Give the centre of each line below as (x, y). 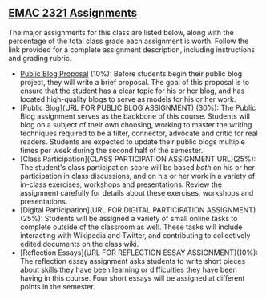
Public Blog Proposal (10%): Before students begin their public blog (131, 73)
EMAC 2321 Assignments (73, 13)
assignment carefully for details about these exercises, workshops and (137, 192)
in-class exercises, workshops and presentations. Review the (121, 184)
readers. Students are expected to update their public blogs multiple (133, 141)
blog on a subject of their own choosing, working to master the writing (136, 124)
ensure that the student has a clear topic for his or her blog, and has (132, 91)
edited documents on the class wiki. (79, 244)
